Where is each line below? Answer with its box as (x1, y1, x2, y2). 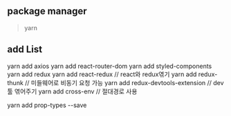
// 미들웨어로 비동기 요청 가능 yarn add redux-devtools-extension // (25, 78, 212, 86)
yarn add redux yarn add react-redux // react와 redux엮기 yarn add (7, 70, 197, 78)
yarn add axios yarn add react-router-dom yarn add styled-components (7, 62, 212, 70)
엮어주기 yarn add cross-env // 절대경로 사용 (14, 87, 138, 95)
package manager (7, 5, 88, 17)
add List (7, 44, 43, 56)
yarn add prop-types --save (7, 101, 87, 109)
